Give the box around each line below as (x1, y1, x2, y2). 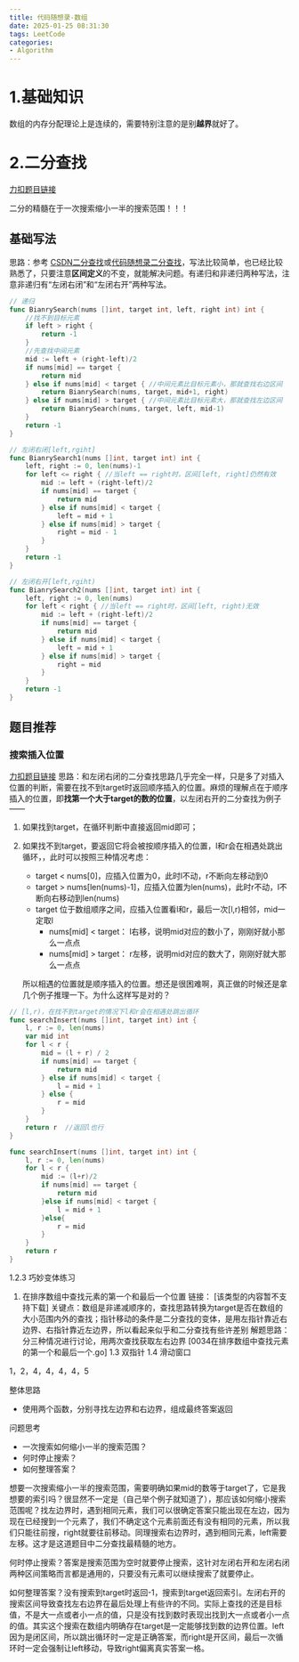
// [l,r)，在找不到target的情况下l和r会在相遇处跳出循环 (9, 1007, 199, 1016)
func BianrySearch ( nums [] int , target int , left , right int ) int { (9, 304, 265, 314)
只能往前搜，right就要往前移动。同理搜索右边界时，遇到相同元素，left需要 (16, 1527, 287, 1537)
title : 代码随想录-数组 (9, 12, 88, 22)
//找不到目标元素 (25, 313, 80, 322)
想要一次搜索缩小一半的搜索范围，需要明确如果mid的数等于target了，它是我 (9, 1482, 287, 1493)
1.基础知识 (9, 87, 85, 108)
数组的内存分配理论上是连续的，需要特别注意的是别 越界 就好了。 (9, 118, 243, 129)
